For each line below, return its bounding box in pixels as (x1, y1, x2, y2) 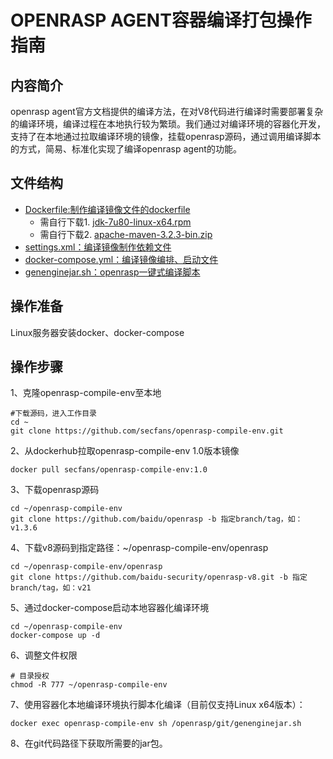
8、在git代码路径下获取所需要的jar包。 (10, 737, 168, 750)
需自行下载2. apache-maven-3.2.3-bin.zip (39, 228, 213, 240)
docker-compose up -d (10, 631, 101, 641)
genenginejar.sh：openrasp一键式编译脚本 (24, 266, 201, 278)
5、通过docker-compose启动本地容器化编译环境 (10, 602, 210, 614)
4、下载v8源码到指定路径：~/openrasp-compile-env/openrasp (10, 542, 269, 554)
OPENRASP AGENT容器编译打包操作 (10, 9, 312, 32)
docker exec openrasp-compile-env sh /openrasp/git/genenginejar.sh (10, 719, 302, 729)
